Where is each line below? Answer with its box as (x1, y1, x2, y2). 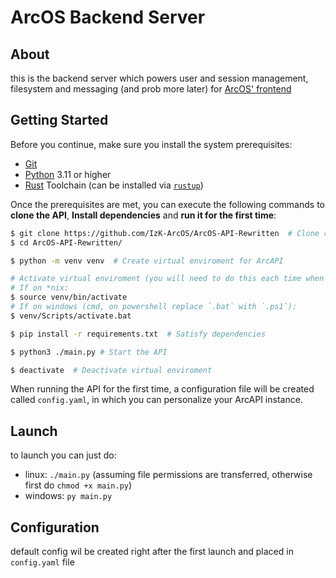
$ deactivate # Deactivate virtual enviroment (10, 365, 213, 375)
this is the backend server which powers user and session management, (10, 72, 309, 84)
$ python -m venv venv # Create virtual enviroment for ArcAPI (10, 256, 284, 266)
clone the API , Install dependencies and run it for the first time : (10, 209, 277, 221)
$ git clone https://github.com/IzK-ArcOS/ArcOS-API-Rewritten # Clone (10, 228, 320, 238)
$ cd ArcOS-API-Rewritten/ (10, 237, 123, 248)
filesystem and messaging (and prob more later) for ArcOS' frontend (10, 83, 292, 95)
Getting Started (10, 112, 109, 129)
